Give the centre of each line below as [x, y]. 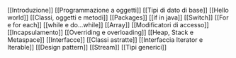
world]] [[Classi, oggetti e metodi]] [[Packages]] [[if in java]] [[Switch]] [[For [118, 17]
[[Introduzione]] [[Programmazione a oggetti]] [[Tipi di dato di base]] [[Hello [118, 10]
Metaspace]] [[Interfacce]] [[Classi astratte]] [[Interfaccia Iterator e [105, 40]
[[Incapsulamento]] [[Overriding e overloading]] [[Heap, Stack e [100, 32]
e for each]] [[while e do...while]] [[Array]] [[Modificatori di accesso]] [108, 25]
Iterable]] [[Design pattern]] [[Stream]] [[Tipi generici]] [87, 47]
